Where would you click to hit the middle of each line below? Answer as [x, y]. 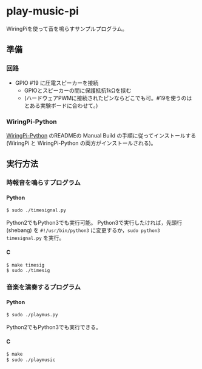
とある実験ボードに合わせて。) [61, 105]
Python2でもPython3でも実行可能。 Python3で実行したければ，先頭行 [94, 223]
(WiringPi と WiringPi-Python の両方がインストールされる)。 [81, 143]
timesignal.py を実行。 [35, 238]
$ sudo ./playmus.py [32, 315]
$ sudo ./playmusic [31, 360]
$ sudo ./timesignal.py [36, 210]
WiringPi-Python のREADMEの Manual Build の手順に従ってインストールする [101, 135]
